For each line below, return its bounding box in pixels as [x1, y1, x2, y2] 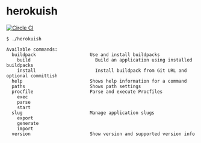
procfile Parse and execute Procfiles [11, 89, 163, 95]
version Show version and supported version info [11, 131, 196, 137]
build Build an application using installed [17, 57, 193, 63]
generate [17, 120, 39, 126]
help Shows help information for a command [11, 78, 187, 84]
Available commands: [6, 46, 58, 52]
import [17, 126, 34, 132]
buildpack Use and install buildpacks [11, 51, 161, 58]
